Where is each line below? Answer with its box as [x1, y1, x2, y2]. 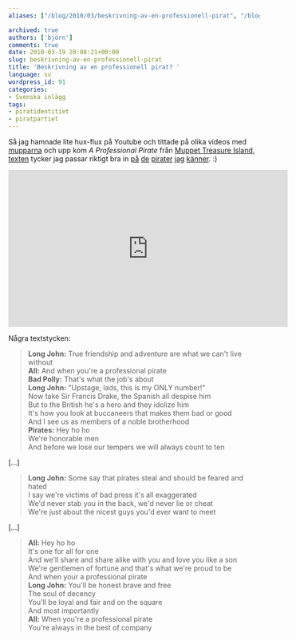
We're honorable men [27, 434, 100, 443]
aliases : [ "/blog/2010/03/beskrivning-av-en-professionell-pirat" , [8, 11, 238, 20]
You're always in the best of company [27, 623, 152, 632]
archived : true [8, 26, 59, 34]
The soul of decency [27, 589, 96, 599]
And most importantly [27, 606, 100, 615]
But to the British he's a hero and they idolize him [27, 400, 190, 409]
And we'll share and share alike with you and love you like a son [27, 555, 238, 564]
